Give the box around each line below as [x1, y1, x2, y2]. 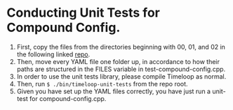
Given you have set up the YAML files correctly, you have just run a [16, 87, 211, 95]
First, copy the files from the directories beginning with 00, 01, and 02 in [16, 42, 226, 51]
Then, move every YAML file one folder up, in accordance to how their [16, 57, 220, 65]
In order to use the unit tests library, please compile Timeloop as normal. [16, 72, 227, 81]
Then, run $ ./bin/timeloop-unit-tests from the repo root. [16, 79, 188, 88]
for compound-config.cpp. [29, 94, 107, 102]
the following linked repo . [16, 50, 91, 58]
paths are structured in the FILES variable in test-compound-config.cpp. [16, 65, 226, 73]
